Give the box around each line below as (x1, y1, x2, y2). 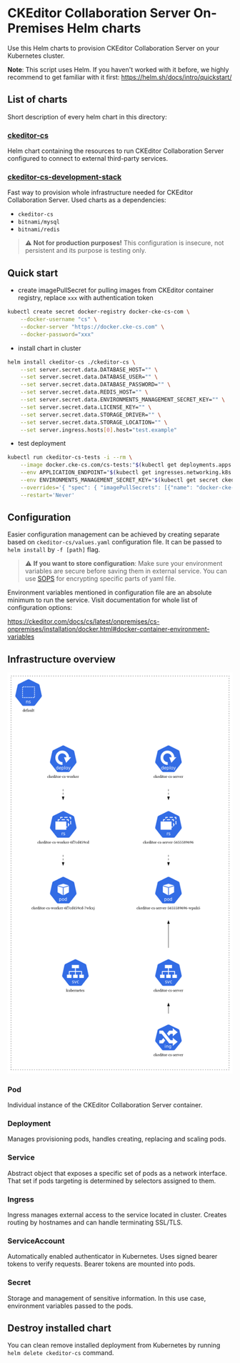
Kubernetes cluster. (7, 51, 65, 60)
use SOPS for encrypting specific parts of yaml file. (24, 574, 176, 583)
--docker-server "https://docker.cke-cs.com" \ (20, 323, 164, 330)
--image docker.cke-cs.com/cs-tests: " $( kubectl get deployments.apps (20, 461, 232, 469)
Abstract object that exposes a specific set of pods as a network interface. (7, 1169, 227, 1177)
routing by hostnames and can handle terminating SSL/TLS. (7, 1218, 183, 1227)
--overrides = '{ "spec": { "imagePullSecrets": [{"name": (20, 484, 194, 491)
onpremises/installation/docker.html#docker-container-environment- (7, 625, 210, 634)
